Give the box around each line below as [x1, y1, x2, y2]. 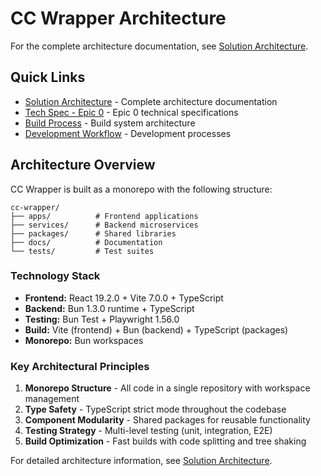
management [24, 393, 80, 405]
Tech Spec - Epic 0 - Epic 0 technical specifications [24, 106, 239, 118]
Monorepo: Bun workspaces [24, 334, 144, 346]
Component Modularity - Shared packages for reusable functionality [24, 414, 311, 426]
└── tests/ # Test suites [10, 246, 155, 256]
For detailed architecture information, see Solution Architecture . [10, 455, 273, 467]
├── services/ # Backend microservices [10, 220, 199, 230]
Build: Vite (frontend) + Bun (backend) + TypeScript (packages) [24, 323, 289, 336]
